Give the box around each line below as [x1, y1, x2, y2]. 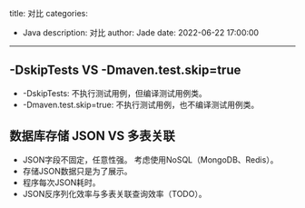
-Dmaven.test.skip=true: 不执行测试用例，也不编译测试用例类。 [22, 99, 260, 110]
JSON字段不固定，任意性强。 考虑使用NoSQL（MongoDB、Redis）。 [22, 154, 279, 165]
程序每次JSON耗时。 [22, 176, 102, 188]
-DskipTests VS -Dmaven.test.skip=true [9, 63, 241, 78]
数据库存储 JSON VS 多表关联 [9, 128, 175, 144]
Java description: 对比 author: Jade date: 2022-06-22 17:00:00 [22, 27, 260, 38]
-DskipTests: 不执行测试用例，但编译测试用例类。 [22, 87, 207, 98]
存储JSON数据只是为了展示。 [22, 165, 133, 176]
